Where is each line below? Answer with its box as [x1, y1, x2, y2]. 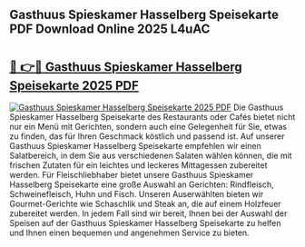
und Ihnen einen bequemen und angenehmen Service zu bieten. [9, 227, 250, 238]
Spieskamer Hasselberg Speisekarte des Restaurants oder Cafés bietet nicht [9, 112, 296, 122]
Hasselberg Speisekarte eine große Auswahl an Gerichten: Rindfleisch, [9, 179, 274, 190]
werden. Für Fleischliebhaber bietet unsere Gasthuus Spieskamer [9, 170, 254, 180]
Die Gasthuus [232, 102, 284, 113]
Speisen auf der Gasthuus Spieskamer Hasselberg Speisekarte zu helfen [9, 218, 281, 228]
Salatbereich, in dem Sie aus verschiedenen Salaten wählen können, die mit [9, 150, 292, 161]
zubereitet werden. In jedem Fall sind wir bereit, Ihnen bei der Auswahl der [9, 208, 288, 219]
